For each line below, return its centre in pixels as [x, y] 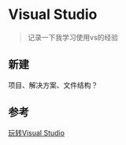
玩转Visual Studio [37, 132]
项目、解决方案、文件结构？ [53, 85]
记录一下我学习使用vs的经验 [73, 37]
